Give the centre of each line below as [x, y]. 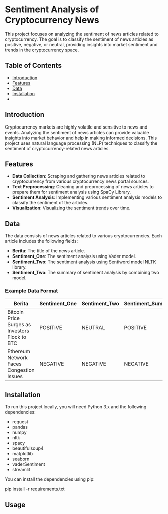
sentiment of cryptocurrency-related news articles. [57, 148]
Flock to [17, 337]
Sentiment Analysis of [52, 9]
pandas [20, 427]
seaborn [21, 459]
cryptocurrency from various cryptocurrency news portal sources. [81, 181]
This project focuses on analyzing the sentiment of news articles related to [82, 34]
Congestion [21, 370]
